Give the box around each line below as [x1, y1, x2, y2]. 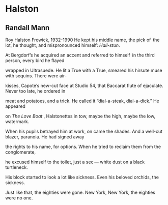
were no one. [5, 195, 33, 201]
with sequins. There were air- [5, 73, 67, 79]
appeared [5, 103, 25, 109]
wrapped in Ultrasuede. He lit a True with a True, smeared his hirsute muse [5, 67, 162, 73]
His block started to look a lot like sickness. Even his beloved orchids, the [5, 174, 159, 180]
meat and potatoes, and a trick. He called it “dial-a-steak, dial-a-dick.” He [5, 98, 159, 104]
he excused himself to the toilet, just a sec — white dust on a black [5, 159, 145, 165]
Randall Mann [5, 23, 50, 32]
